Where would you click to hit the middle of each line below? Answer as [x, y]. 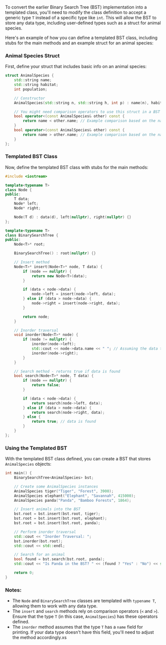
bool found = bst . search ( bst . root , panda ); [60, 559]
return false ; [46, 385]
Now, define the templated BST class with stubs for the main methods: [77, 167]
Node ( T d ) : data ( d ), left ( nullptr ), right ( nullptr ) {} [73, 217]
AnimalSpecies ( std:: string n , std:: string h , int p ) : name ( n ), [82, 103]
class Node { [19, 190]
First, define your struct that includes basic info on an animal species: [76, 67]
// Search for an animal [40, 555]
